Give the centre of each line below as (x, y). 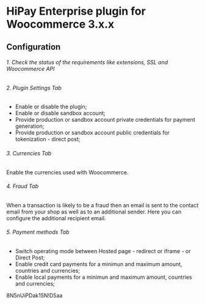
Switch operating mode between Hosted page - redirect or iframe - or (103, 251)
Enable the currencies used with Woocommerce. (67, 172)
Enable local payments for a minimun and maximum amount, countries (103, 277)
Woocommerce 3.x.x (60, 24)
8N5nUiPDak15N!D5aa (34, 295)
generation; (30, 126)
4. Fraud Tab (22, 186)
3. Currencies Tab (29, 153)
